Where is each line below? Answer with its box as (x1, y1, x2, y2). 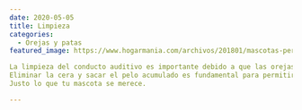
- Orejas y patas (17, 38, 83, 47)
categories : (9, 30, 54, 38)
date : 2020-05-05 (9, 13, 75, 22)
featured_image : (9, 47, 70, 55)
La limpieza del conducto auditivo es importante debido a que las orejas (9, 63, 296, 72)
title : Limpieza (9, 21, 70, 30)
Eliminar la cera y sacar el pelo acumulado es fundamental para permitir (9, 71, 296, 80)
